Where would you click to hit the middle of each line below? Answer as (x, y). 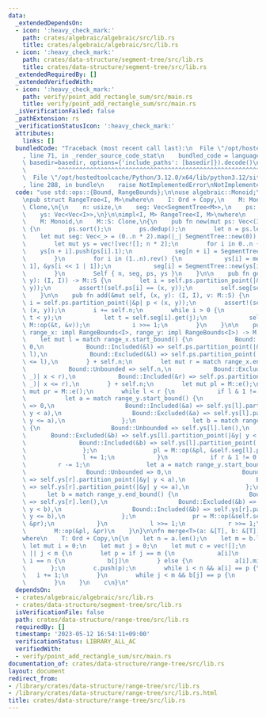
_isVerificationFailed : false (65, 112)
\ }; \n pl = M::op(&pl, (115, 450)
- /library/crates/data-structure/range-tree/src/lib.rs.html (113, 693)
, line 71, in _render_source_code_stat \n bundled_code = (125, 155)
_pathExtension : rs (47, 119)
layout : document (37, 671)
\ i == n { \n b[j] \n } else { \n (108, 561)
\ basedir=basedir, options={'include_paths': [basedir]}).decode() (138, 163)
